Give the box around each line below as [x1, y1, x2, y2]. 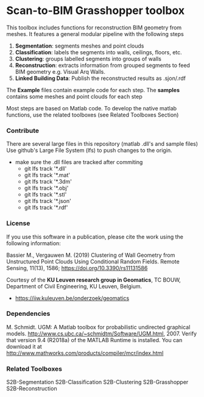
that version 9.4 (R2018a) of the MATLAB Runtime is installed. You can [6, 336, 183, 343]
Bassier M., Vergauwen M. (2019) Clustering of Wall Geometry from [6, 251, 175, 259]
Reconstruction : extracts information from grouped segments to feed [15, 62, 191, 69]
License [6, 219, 30, 227]
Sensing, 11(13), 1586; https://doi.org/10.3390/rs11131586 [6, 264, 148, 271]
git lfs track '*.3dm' [24, 178, 72, 185]
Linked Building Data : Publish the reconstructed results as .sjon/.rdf [15, 74, 186, 82]
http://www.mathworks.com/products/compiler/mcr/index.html [6, 349, 164, 357]
